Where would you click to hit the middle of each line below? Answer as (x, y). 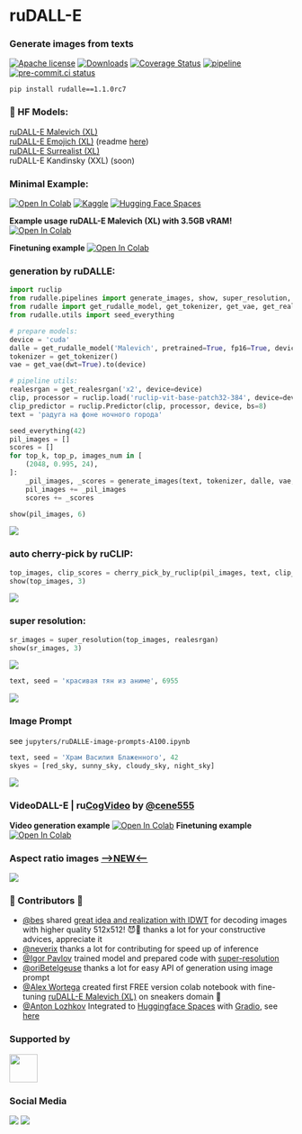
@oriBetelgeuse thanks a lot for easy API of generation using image (148, 968)
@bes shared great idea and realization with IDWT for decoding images (155, 921)
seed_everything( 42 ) (48, 431)
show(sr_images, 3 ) (46, 648)
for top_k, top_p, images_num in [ (76, 456)
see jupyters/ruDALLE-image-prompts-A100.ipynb (100, 740)
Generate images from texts (71, 44)
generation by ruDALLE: (62, 271)
